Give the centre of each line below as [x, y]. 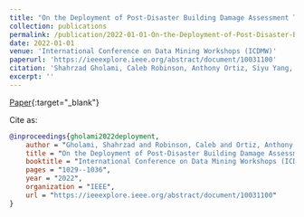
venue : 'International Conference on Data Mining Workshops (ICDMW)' [143, 52]
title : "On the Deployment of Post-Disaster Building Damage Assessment [149, 18]
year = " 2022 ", [54, 179]
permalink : [30, 34]
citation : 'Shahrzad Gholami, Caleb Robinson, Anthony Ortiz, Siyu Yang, [152, 69]
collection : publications [58, 26]
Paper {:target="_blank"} [54, 102]
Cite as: [24, 119]
